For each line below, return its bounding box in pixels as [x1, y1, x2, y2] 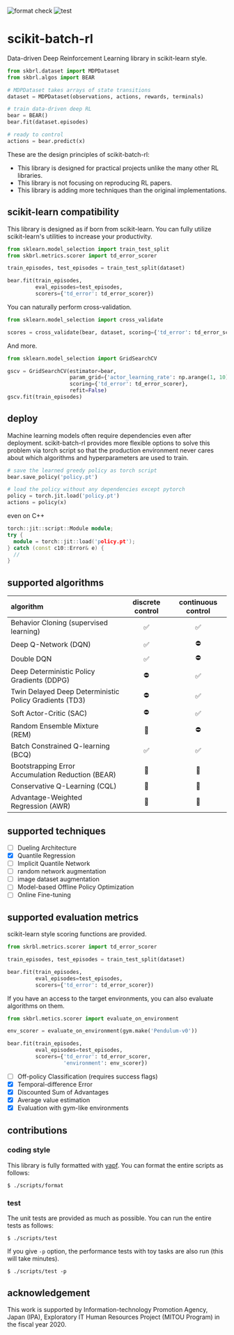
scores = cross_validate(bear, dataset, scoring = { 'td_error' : [7, 328, 192, 336]
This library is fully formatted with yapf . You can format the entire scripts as [7, 1161, 224, 1169]
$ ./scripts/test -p [7, 1268, 68, 1275]
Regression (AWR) [10, 802, 71, 811]
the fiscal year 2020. [7, 1320, 67, 1328]
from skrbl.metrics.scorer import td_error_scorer [7, 943, 157, 951]
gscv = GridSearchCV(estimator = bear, [7, 367, 117, 374]
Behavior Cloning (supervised [10, 618, 108, 627]
